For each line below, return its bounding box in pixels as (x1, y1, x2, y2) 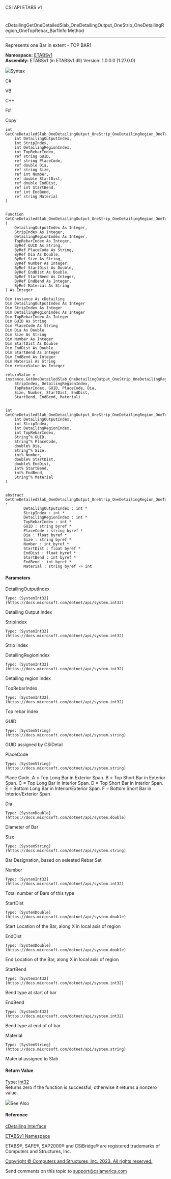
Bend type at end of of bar (5, 1023, 61, 1029)
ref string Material (14, 194, 58, 199)
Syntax (10, 68, 25, 74)
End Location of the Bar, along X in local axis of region (5, 956, 119, 963)
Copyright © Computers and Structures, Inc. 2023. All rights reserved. (5, 1158, 153, 1164)
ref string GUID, (14, 154, 51, 159)
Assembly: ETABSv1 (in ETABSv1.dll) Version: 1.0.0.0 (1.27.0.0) (5, 58, 136, 64)
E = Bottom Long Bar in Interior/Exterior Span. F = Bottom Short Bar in (5, 785, 152, 791)
